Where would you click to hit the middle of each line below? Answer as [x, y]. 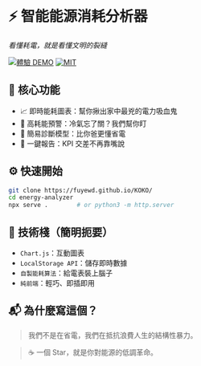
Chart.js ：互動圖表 [52, 253]
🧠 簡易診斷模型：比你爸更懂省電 [73, 133]
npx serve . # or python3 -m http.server [91, 205]
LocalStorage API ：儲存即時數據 [74, 263]
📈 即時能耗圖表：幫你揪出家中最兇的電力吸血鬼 [98, 111]
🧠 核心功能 [34, 90]
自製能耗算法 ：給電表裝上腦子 [66, 273]
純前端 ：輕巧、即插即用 [57, 283]
